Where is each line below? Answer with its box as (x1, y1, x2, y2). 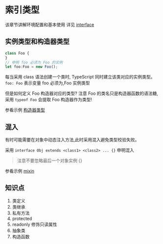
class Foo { (5, 51, 29, 55)
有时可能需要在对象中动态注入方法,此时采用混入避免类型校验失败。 (5, 137, 140, 143)
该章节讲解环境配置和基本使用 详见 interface (5, 22, 94, 27)
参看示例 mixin (5, 168, 34, 174)
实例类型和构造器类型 (5, 37, 70, 46)
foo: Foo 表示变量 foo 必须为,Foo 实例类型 (5, 80, 91, 86)
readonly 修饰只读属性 (12, 221, 57, 227)
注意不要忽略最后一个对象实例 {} (17, 158, 82, 163)
